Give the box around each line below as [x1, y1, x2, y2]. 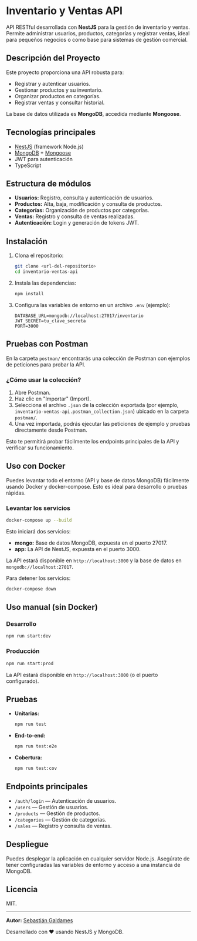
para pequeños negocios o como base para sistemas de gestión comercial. [6, 36, 188, 43]
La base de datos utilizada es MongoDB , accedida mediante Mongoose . [6, 110, 181, 117]
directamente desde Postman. [14, 426, 88, 433]
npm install [14, 291, 44, 296]
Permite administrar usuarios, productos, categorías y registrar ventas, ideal [6, 29, 190, 36]
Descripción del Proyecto [6, 53, 101, 63]
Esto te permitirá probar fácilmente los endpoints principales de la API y [6, 438, 179, 445]
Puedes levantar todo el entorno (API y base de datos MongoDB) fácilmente [6, 476, 189, 483]
